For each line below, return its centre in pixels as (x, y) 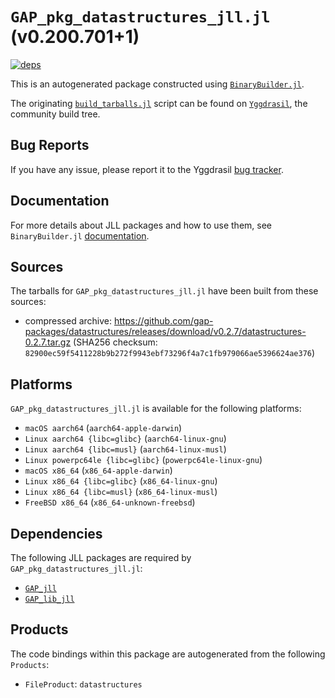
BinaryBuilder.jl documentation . (80, 235)
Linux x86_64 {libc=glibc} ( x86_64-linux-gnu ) (121, 481)
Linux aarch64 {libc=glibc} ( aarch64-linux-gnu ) (125, 439)
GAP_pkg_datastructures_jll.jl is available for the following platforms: (156, 409)
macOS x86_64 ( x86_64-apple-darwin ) (98, 470)
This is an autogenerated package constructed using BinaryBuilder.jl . (157, 84)
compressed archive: (68, 321)
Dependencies (56, 533)
